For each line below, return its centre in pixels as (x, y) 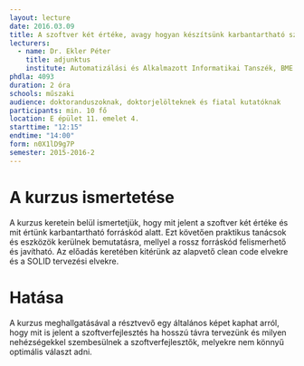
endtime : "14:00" (42, 136)
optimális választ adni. (51, 352)
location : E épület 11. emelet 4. (75, 119)
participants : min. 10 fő (58, 111)
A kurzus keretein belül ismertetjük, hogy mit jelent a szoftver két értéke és (149, 222)
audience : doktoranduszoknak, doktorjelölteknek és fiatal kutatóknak (145, 102)
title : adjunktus (58, 60)
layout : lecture (40, 18)
